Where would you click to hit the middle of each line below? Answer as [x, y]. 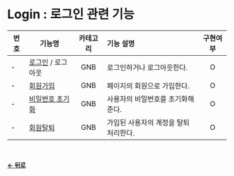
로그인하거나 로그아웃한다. [147, 67]
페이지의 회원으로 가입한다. [148, 86]
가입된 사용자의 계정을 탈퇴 [148, 122]
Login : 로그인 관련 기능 [71, 14]
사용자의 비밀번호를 [137, 98]
